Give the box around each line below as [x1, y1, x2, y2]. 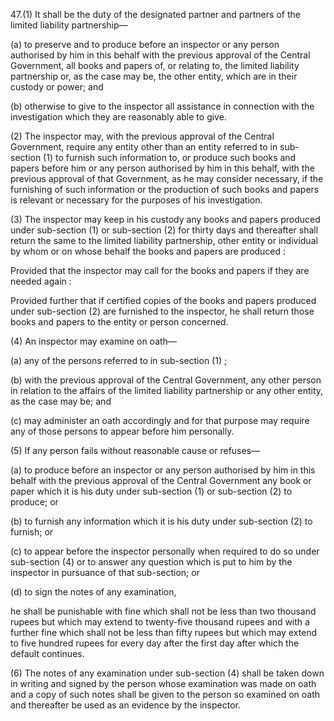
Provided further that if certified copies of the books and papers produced [10, 295, 317, 306]
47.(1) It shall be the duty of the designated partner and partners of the [10, 9, 301, 20]
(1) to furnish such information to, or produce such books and [43, 152, 297, 163]
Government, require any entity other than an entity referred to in [10, 141, 278, 153]
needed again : [10, 275, 72, 287]
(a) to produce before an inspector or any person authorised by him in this [10, 464, 316, 476]
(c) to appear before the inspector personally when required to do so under [10, 545, 320, 557]
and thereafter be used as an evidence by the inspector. [10, 699, 242, 711]
